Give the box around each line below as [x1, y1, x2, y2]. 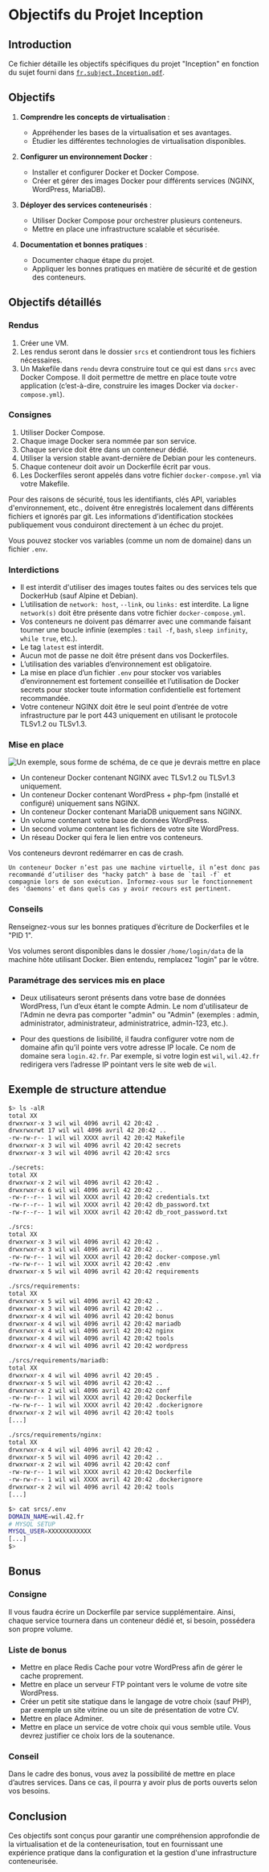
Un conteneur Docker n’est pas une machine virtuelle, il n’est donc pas [8, 864, 261, 872]
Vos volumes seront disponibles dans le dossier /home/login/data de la [8, 946, 243, 956]
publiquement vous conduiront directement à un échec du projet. [8, 520, 223, 530]
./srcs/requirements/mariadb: [8, 1357, 110, 1365]
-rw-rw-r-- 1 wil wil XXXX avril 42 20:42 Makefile [8, 1134, 185, 1142]
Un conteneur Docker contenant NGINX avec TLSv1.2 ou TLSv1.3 [19, 773, 235, 783]
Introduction [8, 38, 72, 51]
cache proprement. [19, 1671, 84, 1681]
